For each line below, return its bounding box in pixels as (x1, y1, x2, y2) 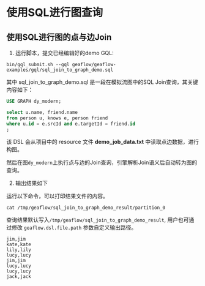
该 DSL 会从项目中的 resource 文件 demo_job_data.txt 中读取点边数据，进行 (6, 138, 199, 146)
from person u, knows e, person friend (6, 115, 108, 121)
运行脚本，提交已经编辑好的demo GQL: (15, 50, 114, 56)
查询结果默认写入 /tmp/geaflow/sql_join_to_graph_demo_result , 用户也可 (6, 216, 189, 224)
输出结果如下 (15, 179, 48, 187)
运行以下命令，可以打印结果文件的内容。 (6, 192, 108, 200)
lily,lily (6, 247, 32, 253)
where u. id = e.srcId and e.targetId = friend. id (6, 121, 136, 127)
